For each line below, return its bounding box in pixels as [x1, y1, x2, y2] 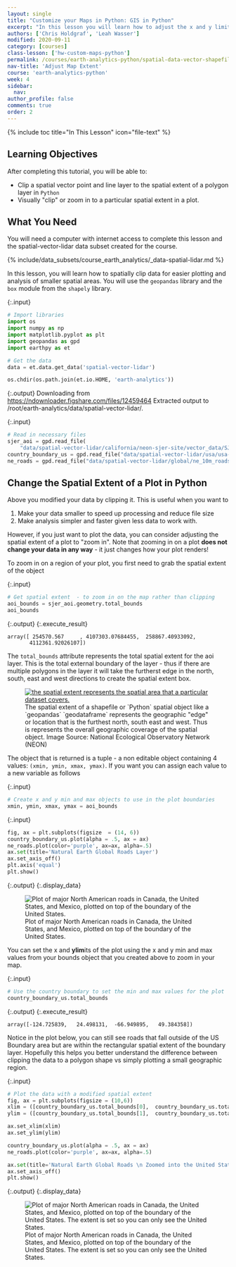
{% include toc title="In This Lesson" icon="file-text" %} [7, 127, 171, 136]
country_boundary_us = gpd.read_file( [7, 451, 121, 458]
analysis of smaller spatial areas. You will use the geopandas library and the [7, 277, 223, 285]
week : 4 [7, 75, 30, 83]
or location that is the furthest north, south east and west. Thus [25, 718, 208, 726]
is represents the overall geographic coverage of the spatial [25, 725, 198, 734]
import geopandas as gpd [7, 337, 80, 345]
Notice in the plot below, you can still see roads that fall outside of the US [7, 1033, 219, 1042]
